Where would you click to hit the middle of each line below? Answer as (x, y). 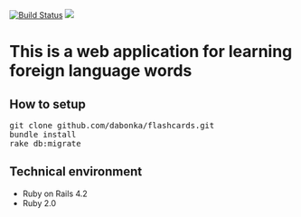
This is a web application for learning (151, 52)
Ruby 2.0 (39, 203)
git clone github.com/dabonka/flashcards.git (112, 125)
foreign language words (101, 71)
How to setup (47, 104)
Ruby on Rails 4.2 (55, 193)
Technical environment (76, 172)
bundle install (43, 134)
